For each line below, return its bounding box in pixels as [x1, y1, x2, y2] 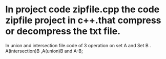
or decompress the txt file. [5, 26, 121, 37]
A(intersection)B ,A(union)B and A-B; [5, 48, 83, 54]
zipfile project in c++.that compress [5, 14, 161, 26]
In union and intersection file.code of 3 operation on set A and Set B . [5, 42, 151, 48]
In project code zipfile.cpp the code [5, 4, 160, 15]
